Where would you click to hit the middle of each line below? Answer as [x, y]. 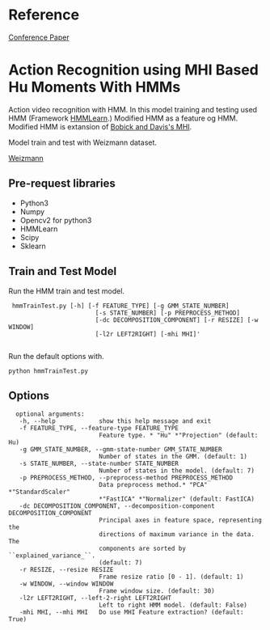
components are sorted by [142, 549]
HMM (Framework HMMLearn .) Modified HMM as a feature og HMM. [123, 118]
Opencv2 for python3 [56, 220]
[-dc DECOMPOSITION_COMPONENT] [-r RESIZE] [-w [177, 320]
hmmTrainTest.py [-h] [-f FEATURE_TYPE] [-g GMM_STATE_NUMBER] [120, 306]
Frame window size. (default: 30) [157, 591]
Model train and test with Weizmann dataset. [83, 142]
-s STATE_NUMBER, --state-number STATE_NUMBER [99, 464]
